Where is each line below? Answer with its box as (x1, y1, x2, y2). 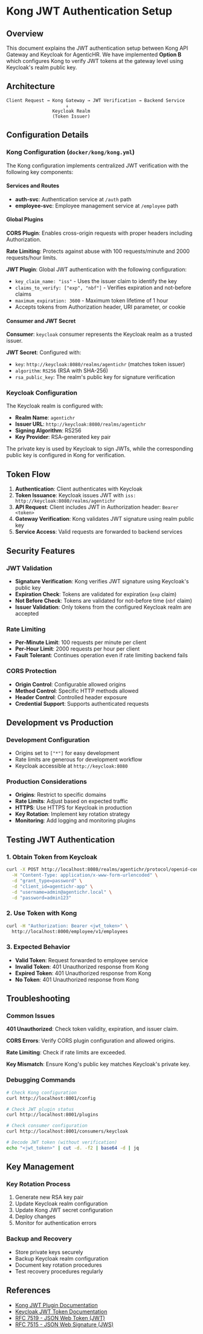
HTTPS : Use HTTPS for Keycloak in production (14, 804, 132, 811)
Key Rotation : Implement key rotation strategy (14, 811, 130, 818)
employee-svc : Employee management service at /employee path (14, 202, 178, 209)
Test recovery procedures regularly (14, 1267, 103, 1275)
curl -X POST (6, 866, 39, 873)
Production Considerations (6, 777, 88, 786)
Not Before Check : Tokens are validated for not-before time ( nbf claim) (14, 597, 192, 604)
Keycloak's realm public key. (6, 64, 77, 71)
